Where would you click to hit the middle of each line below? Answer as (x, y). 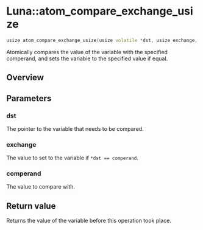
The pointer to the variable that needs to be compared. (75, 128)
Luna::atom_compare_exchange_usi (100, 11)
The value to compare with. (41, 187)
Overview (25, 78)
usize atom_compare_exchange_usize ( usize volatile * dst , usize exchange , (102, 40)
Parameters (29, 98)
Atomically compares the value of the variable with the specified (87, 52)
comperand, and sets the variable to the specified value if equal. (87, 58)
